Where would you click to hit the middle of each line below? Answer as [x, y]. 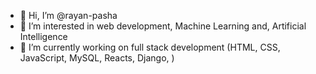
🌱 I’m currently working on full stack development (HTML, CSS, [150, 47]
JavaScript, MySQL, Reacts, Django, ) [97, 58]
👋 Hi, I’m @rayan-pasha [68, 15]
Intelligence [43, 36]
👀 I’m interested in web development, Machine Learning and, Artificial [163, 26]
